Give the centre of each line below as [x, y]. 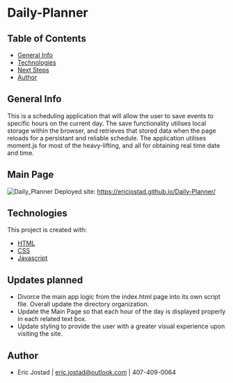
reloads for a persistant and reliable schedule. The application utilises [107, 138]
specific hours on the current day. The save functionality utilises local [107, 123]
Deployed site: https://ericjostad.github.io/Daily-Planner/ [135, 191]
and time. [21, 153]
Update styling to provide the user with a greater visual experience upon [121, 326]
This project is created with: [47, 230]
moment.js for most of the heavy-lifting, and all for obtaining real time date [114, 145]
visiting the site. [40, 334]
